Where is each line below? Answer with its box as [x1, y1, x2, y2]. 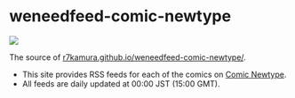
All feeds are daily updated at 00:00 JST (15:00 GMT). [21, 78, 220, 89]
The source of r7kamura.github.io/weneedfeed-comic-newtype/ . [9, 51, 246, 63]
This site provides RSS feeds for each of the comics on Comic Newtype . [21, 69, 287, 79]
